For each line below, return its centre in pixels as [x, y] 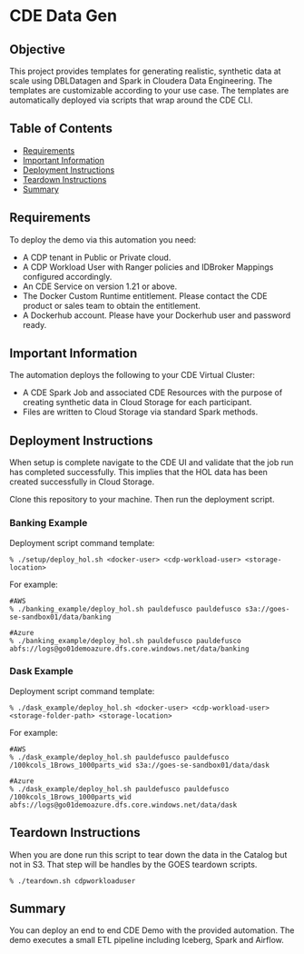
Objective [38, 50]
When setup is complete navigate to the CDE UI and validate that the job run [152, 462]
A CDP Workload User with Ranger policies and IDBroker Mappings [148, 267]
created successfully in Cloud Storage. [82, 482]
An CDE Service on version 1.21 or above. [100, 286]
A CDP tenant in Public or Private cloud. [97, 257]
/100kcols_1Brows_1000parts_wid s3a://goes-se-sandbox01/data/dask [140, 765]
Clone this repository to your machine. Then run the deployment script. [142, 500]
